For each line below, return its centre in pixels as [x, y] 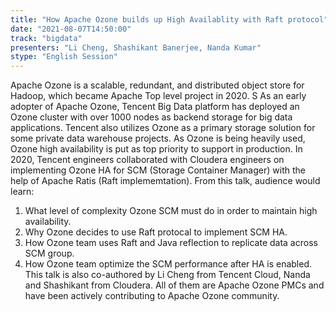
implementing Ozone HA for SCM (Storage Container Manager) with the [158, 170]
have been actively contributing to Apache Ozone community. [152, 296]
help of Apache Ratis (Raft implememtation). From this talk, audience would [165, 181]
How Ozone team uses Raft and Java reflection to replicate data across [171, 243]
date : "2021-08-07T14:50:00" [71, 29]
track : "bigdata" [46, 38]
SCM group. [49, 253]
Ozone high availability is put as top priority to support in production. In [156, 149]
